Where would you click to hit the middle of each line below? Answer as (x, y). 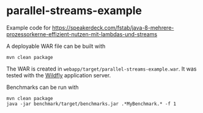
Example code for (28, 28)
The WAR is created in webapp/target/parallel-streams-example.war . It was (102, 69)
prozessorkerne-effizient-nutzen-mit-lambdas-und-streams (82, 34)
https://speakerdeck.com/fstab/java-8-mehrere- (113, 28)
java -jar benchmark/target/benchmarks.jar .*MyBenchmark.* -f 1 (91, 104)
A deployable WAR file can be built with (56, 46)
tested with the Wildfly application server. (59, 75)
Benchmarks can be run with (42, 87)
